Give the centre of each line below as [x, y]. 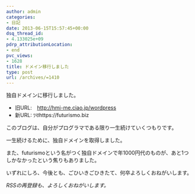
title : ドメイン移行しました [38, 67]
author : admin [24, 12]
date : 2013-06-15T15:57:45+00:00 [47, 28]
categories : [21, 17]
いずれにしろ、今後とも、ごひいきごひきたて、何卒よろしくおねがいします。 [99, 173]
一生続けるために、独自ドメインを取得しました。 [66, 140]
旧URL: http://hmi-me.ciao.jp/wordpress [65, 108]
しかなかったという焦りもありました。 [53, 160]
